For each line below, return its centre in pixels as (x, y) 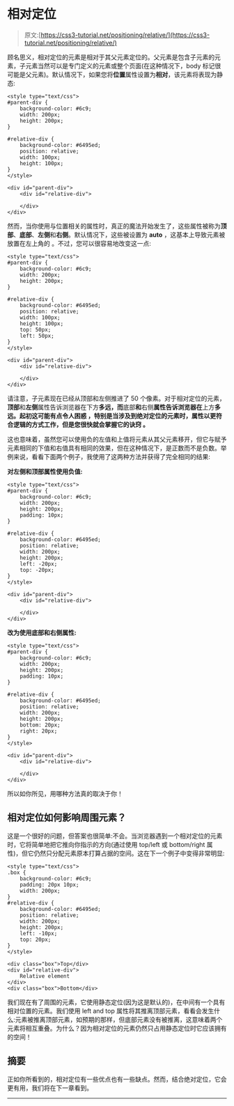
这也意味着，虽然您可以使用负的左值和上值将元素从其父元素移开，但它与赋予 (117, 439)
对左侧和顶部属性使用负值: (45, 472)
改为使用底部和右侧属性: (42, 632)
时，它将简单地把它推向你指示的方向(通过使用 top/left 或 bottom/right (106, 844)
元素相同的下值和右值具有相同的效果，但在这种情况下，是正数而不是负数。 (114, 448)
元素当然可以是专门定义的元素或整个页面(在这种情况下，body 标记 (120, 65)
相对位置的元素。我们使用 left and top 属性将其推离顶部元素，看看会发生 (111, 1011)
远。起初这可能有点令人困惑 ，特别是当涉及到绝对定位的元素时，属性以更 (112, 416)
